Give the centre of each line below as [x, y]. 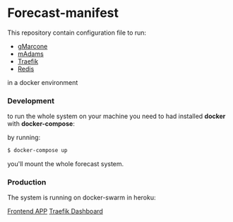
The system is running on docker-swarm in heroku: [82, 198]
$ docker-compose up [38, 151]
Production [27, 182]
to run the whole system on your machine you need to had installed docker [116, 116]
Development [31, 100]
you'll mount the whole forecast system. [66, 164]
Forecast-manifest [63, 13]
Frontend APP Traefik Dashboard [55, 211]
